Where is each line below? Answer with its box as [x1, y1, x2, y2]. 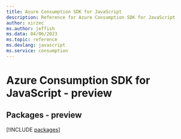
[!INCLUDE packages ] [6, 126, 61, 133]
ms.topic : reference [6, 37, 58, 43]
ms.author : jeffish [6, 25, 55, 32]
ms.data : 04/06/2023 [6, 31, 58, 37]
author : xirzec [6, 20, 44, 26]
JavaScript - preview [6, 86, 113, 99]
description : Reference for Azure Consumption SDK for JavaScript [6, 14, 176, 20]
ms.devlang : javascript [6, 43, 66, 49]
